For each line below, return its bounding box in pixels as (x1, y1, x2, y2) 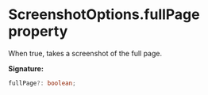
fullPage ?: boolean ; (8, 79, 77, 87)
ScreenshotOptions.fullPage (8, 6, 200, 24)
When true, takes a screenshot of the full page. (8, 48, 163, 58)
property (8, 22, 68, 40)
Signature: (8, 63, 44, 73)
